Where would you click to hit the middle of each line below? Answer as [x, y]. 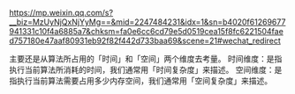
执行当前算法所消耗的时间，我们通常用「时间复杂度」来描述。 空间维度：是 [146, 70]
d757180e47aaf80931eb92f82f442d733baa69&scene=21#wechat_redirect [145, 40]
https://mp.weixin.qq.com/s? [61, 13]
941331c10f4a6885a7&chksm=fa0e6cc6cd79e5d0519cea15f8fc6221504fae [147, 31]
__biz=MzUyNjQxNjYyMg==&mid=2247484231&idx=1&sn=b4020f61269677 [147, 22]
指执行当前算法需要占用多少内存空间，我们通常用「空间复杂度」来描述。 [140, 81]
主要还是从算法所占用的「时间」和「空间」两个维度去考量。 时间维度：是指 [146, 59]
